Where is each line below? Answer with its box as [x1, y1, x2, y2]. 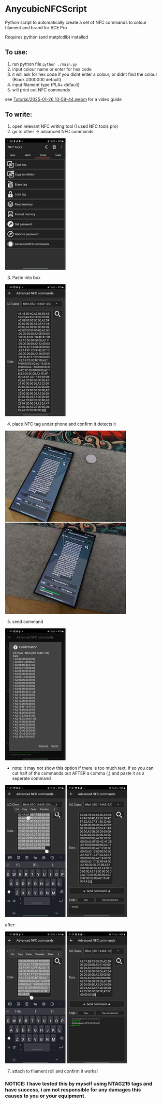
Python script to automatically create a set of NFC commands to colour [5, 19, 147, 25]
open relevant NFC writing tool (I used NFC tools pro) [12, 123, 118, 129]
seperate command [12, 776, 51, 781]
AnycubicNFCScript [5, 3, 87, 15]
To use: [5, 48, 28, 56]
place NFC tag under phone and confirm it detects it [12, 421, 116, 427]
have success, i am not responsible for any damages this [5, 1086, 141, 1093]
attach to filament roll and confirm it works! [12, 1068, 98, 1074]
